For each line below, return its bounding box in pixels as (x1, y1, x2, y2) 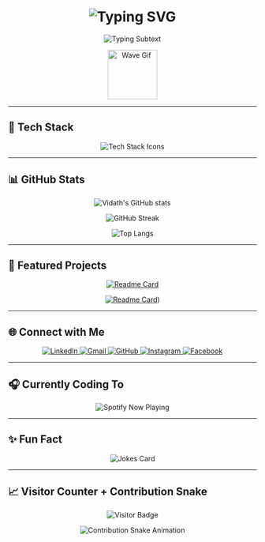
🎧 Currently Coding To (8, 378, 125, 391)
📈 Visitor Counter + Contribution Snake (8, 485, 207, 499)
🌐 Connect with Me (8, 325, 105, 339)
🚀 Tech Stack (8, 121, 74, 134)
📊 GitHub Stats (8, 173, 85, 186)
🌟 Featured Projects (8, 258, 107, 272)
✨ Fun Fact (8, 433, 63, 446)
